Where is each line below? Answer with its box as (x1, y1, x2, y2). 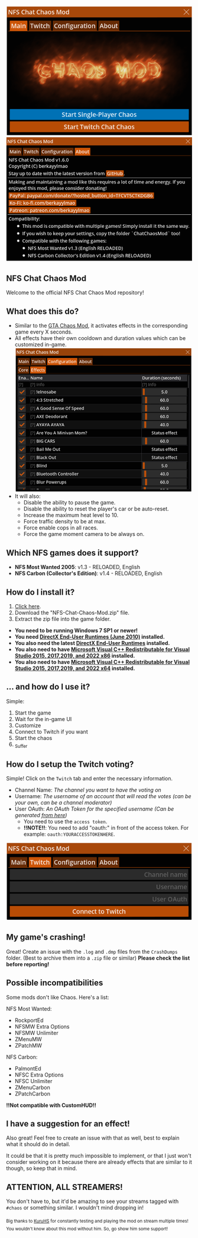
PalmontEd (14, 1065, 41, 1072)
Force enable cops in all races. (23, 524, 99, 531)
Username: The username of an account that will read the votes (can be (14, 793, 191, 800)
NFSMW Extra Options (14, 1023, 70, 1030)
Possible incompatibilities (6, 978, 103, 988)
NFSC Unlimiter (14, 1077, 53, 1084)
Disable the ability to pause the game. (23, 499, 116, 506)
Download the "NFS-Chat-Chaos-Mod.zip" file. (14, 609, 130, 617)
